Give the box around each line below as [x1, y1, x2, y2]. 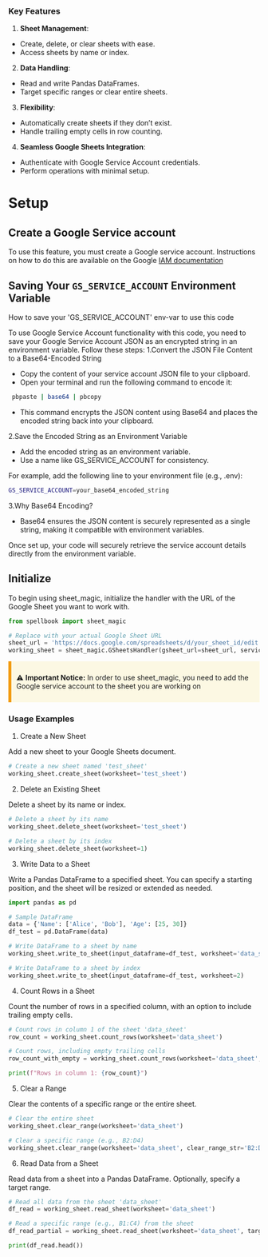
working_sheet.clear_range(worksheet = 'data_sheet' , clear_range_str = [8, 1143, 245, 1152]
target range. [8, 1182, 51, 1192]
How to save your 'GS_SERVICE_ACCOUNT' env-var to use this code [8, 313, 235, 322]
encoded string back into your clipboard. [19, 416, 154, 425]
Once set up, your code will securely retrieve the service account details [8, 540, 246, 549]
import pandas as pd [8, 898, 77, 907]
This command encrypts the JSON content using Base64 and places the [19, 407, 258, 417]
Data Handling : [19, 63, 70, 73]
